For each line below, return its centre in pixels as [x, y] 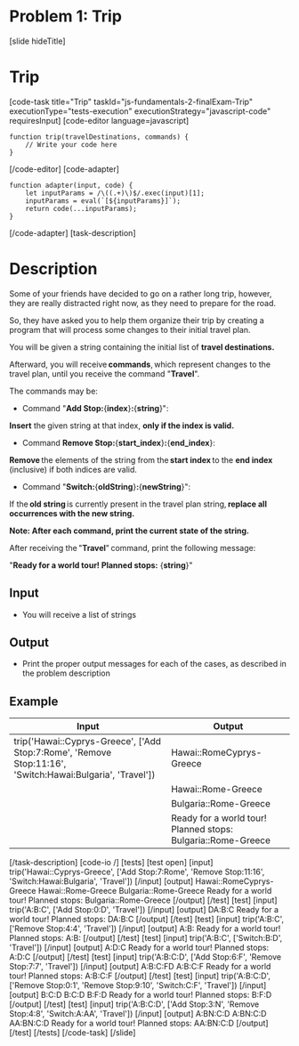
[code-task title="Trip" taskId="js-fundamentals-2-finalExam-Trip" [131, 101]
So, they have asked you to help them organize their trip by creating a [137, 320]
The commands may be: [53, 391]
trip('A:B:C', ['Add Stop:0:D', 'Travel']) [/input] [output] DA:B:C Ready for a [144, 910]
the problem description [66, 673]
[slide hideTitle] [37, 41]
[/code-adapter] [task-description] [73, 232]
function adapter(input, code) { [71, 185]
